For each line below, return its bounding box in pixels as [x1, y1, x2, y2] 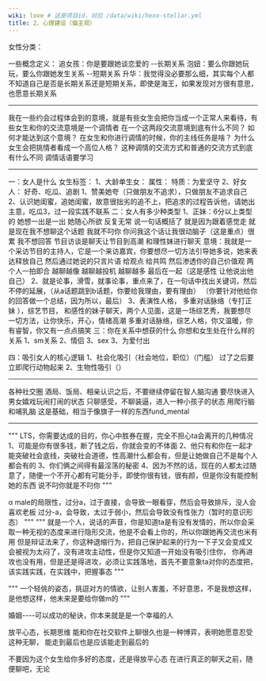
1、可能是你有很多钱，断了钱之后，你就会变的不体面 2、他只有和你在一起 [8, 441, 247, 450]
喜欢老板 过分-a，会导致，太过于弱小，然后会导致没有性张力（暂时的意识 [8, 507, 247, 517]
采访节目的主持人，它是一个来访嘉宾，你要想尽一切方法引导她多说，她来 [14, 246, 251, 256]
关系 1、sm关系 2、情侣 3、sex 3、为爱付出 [8, 335, 150, 345]
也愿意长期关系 [8, 88, 57, 98]
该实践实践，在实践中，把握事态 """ [8, 567, 124, 576]
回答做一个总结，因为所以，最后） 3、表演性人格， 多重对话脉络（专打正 [14, 295, 253, 306]
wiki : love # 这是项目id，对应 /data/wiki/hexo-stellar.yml [8, 11, 203, 20]
